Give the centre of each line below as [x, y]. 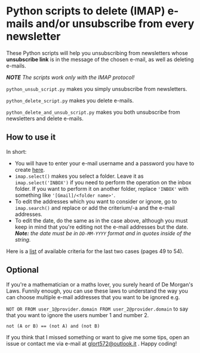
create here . [30, 169]
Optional [22, 270]
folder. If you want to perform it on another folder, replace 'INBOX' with [102, 188]
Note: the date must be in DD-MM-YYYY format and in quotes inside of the [103, 233]
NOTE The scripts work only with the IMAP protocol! [70, 77]
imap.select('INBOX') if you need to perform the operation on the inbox [103, 182]
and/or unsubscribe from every [115, 24]
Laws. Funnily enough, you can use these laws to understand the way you [97, 291]
